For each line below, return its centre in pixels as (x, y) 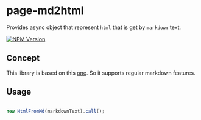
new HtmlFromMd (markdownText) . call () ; (55, 111)
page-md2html (45, 11)
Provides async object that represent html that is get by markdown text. (94, 27)
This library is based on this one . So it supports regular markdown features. (101, 73)
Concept (23, 58)
